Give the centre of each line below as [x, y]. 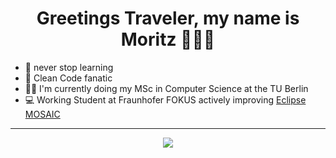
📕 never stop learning [69, 67]
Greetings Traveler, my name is [168, 18]
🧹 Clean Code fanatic [68, 78]
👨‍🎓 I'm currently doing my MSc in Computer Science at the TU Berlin [166, 88]
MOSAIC [42, 114]
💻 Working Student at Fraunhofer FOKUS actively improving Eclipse [165, 99]
